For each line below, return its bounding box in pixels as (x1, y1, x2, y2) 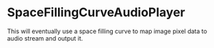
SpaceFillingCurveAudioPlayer (7, 5, 186, 20)
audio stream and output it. (7, 34, 83, 42)
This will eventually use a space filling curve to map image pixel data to (7, 27, 207, 35)
